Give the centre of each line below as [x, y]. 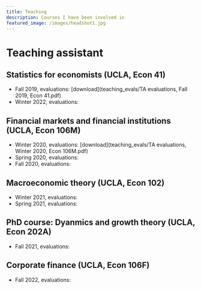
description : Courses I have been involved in [65, 17]
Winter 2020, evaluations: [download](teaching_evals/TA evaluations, [100, 145]
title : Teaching [26, 12]
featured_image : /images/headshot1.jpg [56, 23]
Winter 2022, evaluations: [47, 102]
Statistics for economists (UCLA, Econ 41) [86, 75]
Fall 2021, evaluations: [42, 246]
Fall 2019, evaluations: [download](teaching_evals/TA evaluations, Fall [101, 89]
